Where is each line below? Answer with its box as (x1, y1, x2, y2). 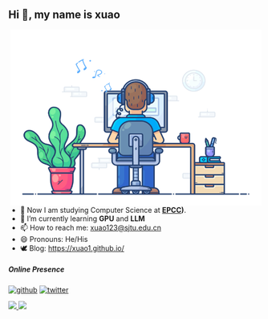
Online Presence (8, 264, 65, 274)
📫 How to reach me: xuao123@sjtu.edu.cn (19, 223, 162, 232)
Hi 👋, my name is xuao (8, 8, 120, 22)
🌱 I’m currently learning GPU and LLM (19, 214, 146, 223)
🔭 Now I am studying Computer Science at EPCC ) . (19, 205, 187, 215)
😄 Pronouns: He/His (19, 234, 88, 243)
